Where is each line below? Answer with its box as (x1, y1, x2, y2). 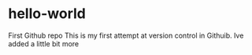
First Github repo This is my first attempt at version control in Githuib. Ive (8, 31, 244, 40)
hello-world (8, 5, 87, 23)
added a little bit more (8, 38, 80, 48)
